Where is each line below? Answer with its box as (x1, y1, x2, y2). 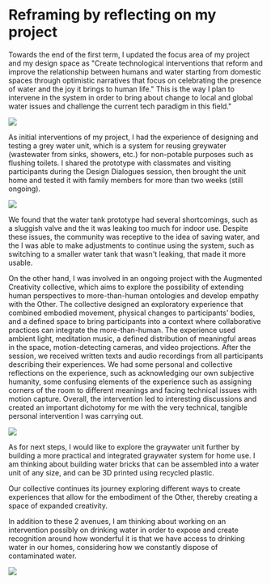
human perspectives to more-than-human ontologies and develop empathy (8, 290, 259, 301)
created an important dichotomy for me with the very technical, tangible (8, 403, 248, 412)
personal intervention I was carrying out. (8, 411, 144, 420)
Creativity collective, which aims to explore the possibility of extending (8, 282, 244, 292)
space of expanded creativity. (8, 501, 108, 510)
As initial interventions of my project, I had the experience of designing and (8, 132, 259, 142)
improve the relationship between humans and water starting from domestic (8, 66, 261, 76)
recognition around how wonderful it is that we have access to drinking (8, 533, 245, 544)
